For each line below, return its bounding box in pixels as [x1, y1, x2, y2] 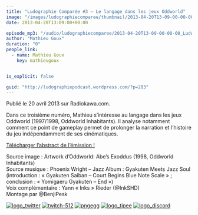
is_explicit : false [6, 73, 54, 80]
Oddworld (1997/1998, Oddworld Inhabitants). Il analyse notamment [6, 118, 170, 125]
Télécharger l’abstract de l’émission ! [6, 142, 95, 149]
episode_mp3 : [6, 30, 38, 36]
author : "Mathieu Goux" [6, 36, 65, 42]
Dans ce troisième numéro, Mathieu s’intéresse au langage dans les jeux [6, 111, 182, 118]
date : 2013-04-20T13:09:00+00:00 [6, 19, 88, 25]
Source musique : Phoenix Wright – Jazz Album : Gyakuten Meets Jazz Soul [6, 166, 190, 173]
